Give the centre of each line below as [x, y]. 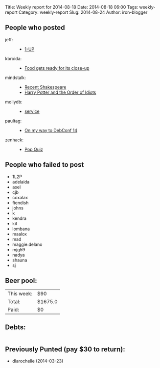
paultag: [13, 121]
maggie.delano [27, 244]
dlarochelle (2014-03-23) [38, 361]
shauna [20, 260]
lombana [21, 229]
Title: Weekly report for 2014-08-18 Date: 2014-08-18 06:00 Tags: [72, 7]
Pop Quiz [34, 149]
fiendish [20, 203]
